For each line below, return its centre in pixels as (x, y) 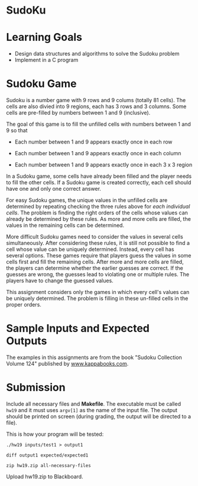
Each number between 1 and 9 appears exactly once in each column (98, 154)
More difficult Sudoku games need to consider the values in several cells (95, 237)
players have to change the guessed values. (60, 280)
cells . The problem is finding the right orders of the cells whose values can (97, 213)
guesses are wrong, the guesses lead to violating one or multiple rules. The (98, 275)
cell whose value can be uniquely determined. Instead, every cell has (90, 249)
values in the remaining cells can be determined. (65, 226)
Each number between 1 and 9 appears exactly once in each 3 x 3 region (103, 165)
